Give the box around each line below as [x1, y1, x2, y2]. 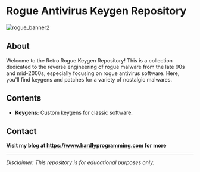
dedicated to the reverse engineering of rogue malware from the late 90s [6, 63, 185, 70]
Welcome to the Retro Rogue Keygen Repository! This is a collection [6, 57, 173, 64]
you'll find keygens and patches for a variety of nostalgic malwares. [6, 76, 173, 83]
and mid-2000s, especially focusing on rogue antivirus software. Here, [6, 70, 180, 77]
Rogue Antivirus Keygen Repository [6, 4, 187, 18]
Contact [6, 126, 37, 136]
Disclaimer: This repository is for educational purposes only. [6, 159, 155, 166]
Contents [6, 93, 42, 104]
